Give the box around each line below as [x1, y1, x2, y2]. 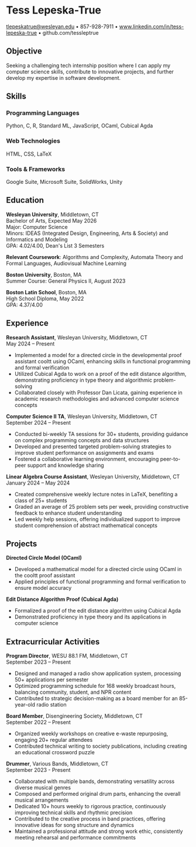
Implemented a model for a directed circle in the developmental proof [14, 351, 182, 358]
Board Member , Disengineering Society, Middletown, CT [6, 712, 143, 720]
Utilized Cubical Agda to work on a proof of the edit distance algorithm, [14, 370, 187, 377]
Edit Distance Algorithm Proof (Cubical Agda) [6, 596, 119, 603]
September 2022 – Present [6, 719, 71, 726]
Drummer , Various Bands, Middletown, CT [6, 760, 109, 767]
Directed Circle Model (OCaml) [6, 554, 82, 562]
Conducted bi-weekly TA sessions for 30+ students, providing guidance [14, 430, 188, 438]
